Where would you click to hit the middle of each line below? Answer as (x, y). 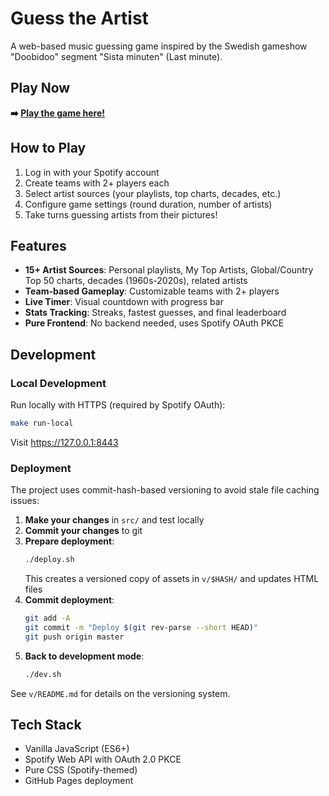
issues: (25, 501)
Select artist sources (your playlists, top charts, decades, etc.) (153, 193)
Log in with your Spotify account (92, 172)
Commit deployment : (69, 600)
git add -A (47, 618)
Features (38, 245)
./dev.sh (43, 674)
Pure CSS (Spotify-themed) (81, 770)
